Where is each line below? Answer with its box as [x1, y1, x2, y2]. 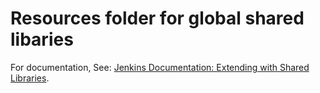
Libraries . [10, 72, 50, 84]
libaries [10, 28, 74, 51]
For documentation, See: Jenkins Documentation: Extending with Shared [10, 61, 310, 73]
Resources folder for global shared [10, 7, 305, 30]
